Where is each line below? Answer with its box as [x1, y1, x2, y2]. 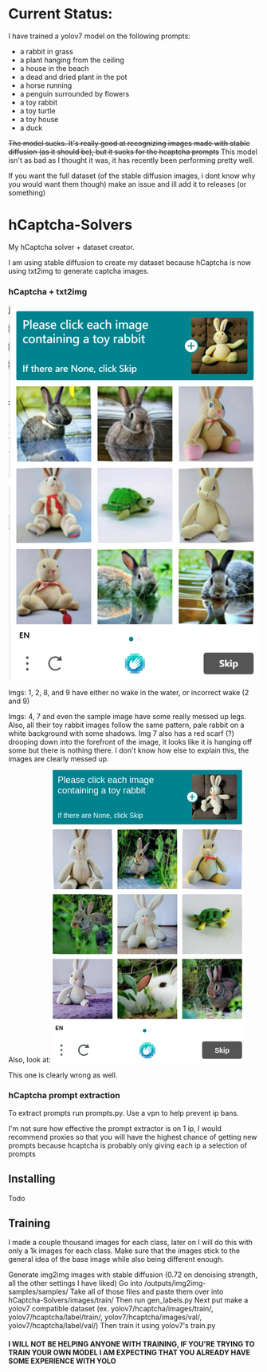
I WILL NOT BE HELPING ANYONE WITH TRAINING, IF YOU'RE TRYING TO [8, 1339, 255, 1349]
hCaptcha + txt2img [8, 286, 88, 297]
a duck [19, 123, 43, 132]
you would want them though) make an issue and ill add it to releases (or [8, 179, 247, 188]
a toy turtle [19, 105, 56, 116]
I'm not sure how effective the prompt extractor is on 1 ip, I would [8, 1123, 222, 1133]
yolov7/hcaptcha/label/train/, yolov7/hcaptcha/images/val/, [8, 1312, 202, 1322]
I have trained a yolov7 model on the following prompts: [8, 31, 191, 41]
